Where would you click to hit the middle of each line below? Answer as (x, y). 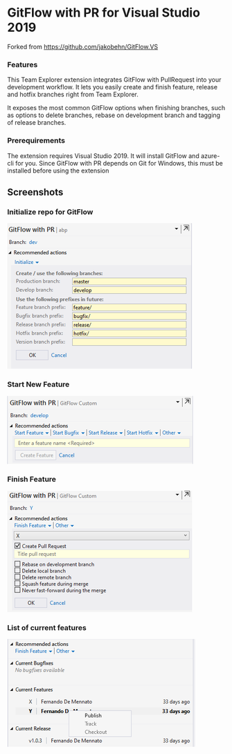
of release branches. (37, 123)
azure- (210, 156)
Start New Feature (38, 385)
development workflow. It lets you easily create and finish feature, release (113, 87)
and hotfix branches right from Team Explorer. (73, 94)
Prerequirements (36, 141)
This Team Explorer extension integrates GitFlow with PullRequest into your (114, 80)
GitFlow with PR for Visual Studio (104, 13)
